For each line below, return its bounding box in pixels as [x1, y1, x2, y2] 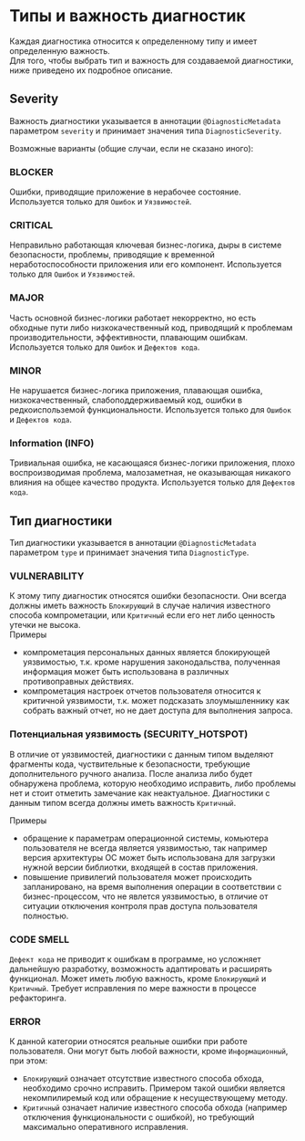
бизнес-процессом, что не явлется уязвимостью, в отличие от [22, 891, 269, 902]
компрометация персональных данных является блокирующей [22, 647, 270, 658]
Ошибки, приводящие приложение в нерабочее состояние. [9, 186, 241, 197]
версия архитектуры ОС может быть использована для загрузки [22, 852, 276, 863]
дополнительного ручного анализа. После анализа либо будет [9, 768, 253, 779]
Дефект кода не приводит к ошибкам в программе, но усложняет [9, 953, 261, 964]
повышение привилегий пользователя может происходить [22, 871, 252, 882]
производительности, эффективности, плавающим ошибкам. [9, 331, 249, 342]
